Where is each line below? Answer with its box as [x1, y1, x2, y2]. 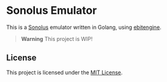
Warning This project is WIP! [20, 35, 93, 42]
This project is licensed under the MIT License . [6, 69, 123, 76]
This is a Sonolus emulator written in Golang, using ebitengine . [6, 24, 162, 31]
